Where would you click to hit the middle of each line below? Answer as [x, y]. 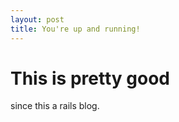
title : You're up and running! [75, 29]
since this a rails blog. [55, 106]
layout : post [37, 19]
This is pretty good [90, 78]
